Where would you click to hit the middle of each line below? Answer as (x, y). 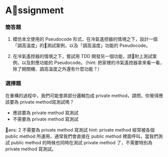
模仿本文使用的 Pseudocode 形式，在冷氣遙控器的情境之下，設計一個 (85, 39)
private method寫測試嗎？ (47, 102)
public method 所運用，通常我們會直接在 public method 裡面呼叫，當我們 (82, 136)
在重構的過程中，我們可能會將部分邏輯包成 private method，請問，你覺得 (82, 96)
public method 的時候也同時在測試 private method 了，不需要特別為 (82, 142)
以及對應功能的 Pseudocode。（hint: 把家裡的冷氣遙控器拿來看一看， (93, 62)
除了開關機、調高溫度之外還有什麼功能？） (57, 69)
